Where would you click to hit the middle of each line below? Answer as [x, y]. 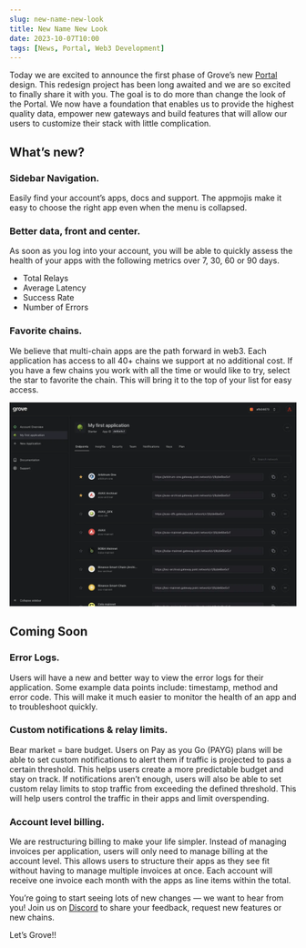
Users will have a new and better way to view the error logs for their [137, 678]
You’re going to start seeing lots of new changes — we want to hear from [147, 898]
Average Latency [54, 288]
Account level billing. [57, 821]
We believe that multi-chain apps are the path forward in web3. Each [138, 351]
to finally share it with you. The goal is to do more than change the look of [148, 95]
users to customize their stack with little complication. [110, 124]
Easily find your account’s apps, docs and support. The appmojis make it [146, 198]
